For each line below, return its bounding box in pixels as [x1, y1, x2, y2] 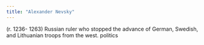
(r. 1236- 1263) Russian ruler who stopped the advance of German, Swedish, [6, 25, 199, 32]
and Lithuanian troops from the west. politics [6, 31, 119, 39]
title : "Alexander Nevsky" [6, 8, 75, 15]
